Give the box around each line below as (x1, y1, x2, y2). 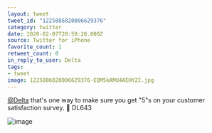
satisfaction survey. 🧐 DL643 (7, 104, 92, 112)
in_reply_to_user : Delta (7, 57, 81, 64)
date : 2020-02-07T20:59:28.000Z (7, 30, 103, 38)
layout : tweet (7, 10, 50, 18)
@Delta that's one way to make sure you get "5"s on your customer (7, 96, 205, 105)
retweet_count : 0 (7, 50, 59, 58)
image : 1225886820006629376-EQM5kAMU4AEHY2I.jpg (7, 76, 154, 84)
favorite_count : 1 (7, 43, 62, 50)
